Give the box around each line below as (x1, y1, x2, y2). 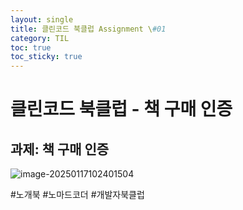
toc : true (10, 42, 52, 53)
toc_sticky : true (10, 52, 83, 62)
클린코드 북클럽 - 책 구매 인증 (10, 98, 233, 121)
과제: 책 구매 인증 (10, 141, 110, 158)
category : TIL (10, 33, 70, 43)
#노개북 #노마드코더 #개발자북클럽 (10, 189, 145, 201)
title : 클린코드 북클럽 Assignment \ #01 (10, 24, 167, 34)
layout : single (10, 14, 74, 25)
